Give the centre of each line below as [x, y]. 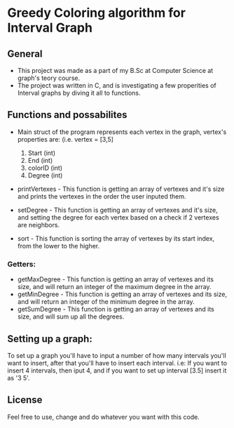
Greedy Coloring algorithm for [96, 13]
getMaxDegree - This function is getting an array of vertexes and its [115, 279]
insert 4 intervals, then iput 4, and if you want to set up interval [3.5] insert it [117, 370]
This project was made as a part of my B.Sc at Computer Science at [115, 71]
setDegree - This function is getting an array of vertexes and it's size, [118, 210]
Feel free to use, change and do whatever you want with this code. [103, 417]
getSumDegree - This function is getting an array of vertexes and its [116, 309]
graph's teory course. [49, 78]
